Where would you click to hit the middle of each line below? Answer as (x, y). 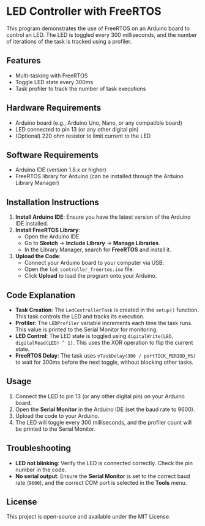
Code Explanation (41, 295)
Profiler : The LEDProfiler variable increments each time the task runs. (104, 323)
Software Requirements (53, 155)
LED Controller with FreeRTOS (84, 11)
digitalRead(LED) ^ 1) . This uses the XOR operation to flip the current (104, 343)
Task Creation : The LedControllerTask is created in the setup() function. (107, 310)
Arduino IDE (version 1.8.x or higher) (61, 170)
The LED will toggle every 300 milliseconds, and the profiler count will (103, 422)
